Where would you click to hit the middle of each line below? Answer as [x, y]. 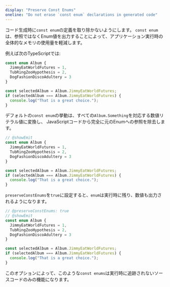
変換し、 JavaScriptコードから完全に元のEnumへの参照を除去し [94, 122]
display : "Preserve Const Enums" [41, 10]
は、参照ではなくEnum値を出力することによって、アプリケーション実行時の [84, 36]
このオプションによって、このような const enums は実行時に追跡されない [80, 273]
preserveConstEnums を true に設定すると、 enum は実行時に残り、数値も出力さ [84, 195]
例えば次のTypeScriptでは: [33, 53]
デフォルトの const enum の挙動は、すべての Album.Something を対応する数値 [82, 115]
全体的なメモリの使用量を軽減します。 [45, 42]
